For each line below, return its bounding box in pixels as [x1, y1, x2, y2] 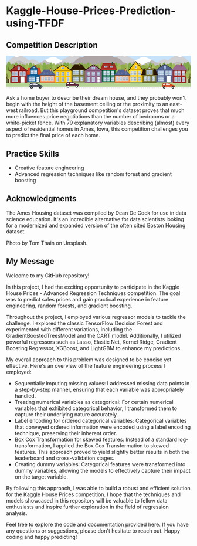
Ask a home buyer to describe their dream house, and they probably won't [6, 94, 186, 101]
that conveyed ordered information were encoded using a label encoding [14, 423, 191, 430]
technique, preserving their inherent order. [14, 429, 117, 436]
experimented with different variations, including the [6, 325, 133, 333]
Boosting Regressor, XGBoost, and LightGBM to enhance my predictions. [6, 344, 182, 351]
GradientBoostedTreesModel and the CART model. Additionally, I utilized [6, 332, 181, 339]
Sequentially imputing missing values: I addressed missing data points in [14, 379, 190, 386]
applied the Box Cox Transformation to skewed [56, 442, 169, 449]
